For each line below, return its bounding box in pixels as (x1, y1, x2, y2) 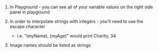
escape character (9, 24, 45, 29)
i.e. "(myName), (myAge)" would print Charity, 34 (17, 33, 116, 39)
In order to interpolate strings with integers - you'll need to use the (9, 19, 143, 24)
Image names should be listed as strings (9, 42, 91, 48)
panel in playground (9, 9, 50, 15)
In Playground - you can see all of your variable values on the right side (9, 4, 153, 10)
